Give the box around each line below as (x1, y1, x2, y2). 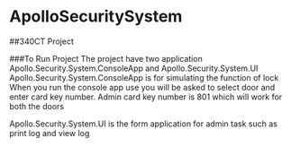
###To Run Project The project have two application (9, 53, 203, 64)
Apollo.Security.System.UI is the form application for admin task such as (9, 118, 277, 129)
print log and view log (9, 127, 90, 138)
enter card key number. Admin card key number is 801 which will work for (9, 91, 283, 102)
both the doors (9, 100, 65, 111)
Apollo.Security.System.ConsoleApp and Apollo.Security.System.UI (9, 63, 259, 73)
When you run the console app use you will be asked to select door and (9, 82, 276, 92)
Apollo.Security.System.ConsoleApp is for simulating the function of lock (9, 72, 279, 82)
